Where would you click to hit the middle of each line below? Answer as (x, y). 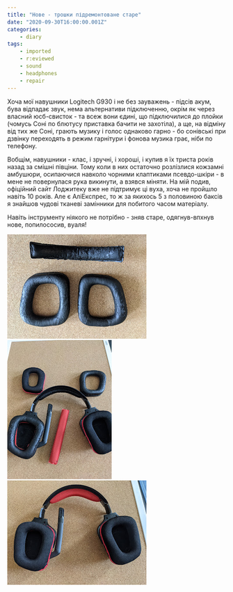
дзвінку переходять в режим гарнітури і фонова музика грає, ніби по (110, 138)
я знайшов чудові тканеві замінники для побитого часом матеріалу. (108, 203)
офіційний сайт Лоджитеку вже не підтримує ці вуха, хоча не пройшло (112, 189)
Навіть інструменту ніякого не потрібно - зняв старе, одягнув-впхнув (111, 217)
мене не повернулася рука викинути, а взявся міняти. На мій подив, (109, 182)
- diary (31, 37)
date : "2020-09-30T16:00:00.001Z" (57, 22)
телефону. (22, 145)
